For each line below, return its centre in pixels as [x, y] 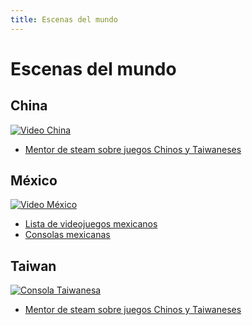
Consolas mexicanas [67, 235]
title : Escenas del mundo [64, 19]
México [34, 181]
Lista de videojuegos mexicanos [91, 224]
